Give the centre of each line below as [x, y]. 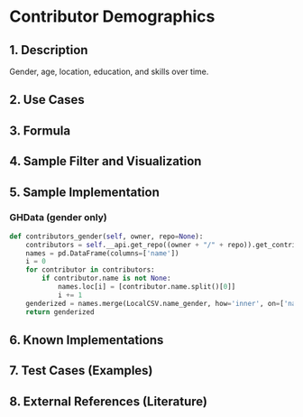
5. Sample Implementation [85, 192]
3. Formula [40, 130]
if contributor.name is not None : [106, 278]
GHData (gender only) [59, 218]
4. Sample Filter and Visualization [106, 161]
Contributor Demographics [112, 17]
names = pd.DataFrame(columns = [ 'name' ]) [102, 253]
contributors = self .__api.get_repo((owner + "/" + [124, 245]
